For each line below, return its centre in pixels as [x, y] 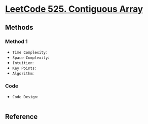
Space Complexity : [31, 57]
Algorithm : [23, 73]
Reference [21, 116]
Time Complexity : [30, 52]
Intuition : [23, 62]
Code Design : [25, 97]
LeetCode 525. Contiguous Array [74, 9]
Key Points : [24, 68]
